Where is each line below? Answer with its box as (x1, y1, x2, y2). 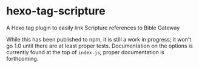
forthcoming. (6, 55, 39, 62)
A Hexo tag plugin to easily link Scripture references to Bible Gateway (6, 24, 180, 31)
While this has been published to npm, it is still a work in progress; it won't (6, 36, 192, 43)
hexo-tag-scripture (6, 4, 106, 18)
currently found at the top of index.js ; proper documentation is (6, 48, 165, 55)
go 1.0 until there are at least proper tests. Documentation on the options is (6, 42, 193, 49)
